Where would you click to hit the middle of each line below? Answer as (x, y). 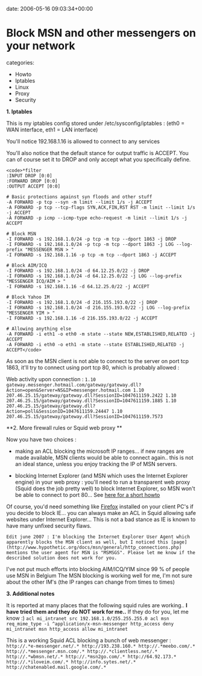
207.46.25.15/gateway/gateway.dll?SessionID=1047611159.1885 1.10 (91, 400)
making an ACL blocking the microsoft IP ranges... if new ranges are (99, 451)
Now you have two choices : (41, 439)
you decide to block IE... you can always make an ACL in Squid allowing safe (101, 513)
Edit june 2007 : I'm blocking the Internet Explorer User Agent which (98, 537)
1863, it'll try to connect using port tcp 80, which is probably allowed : (93, 367)
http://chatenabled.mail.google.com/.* (56, 667)
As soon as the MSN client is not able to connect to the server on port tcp (97, 361)
